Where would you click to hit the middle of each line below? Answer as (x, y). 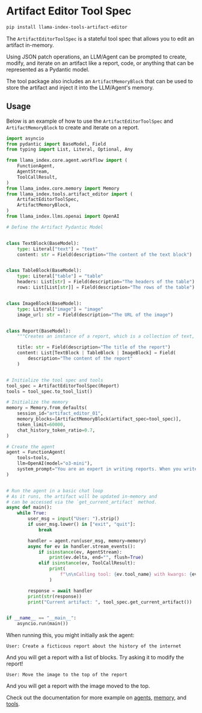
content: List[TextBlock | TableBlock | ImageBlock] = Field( (96, 353)
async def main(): (29, 508)
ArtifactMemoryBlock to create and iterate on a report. (73, 127)
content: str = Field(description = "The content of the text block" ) (105, 255)
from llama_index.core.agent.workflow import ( (67, 161)
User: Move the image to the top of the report (67, 675)
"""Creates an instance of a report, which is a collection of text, (106, 336)
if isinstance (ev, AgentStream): (80, 552)
